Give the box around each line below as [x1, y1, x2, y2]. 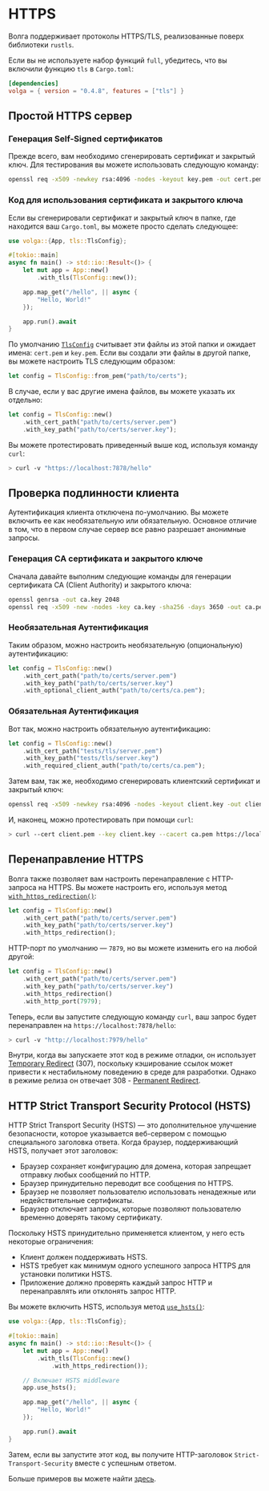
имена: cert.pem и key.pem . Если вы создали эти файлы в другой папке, [8, 348, 251, 358]
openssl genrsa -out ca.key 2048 [8, 595, 120, 603]
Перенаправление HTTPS [8, 852, 144, 867]
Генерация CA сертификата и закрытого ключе [8, 553, 203, 564]
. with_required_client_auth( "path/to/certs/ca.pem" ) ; [22, 762, 206, 770]
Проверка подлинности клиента [8, 486, 179, 500]
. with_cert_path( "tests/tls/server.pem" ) [22, 747, 163, 755]
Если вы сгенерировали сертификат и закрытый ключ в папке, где [8, 213, 236, 222]
